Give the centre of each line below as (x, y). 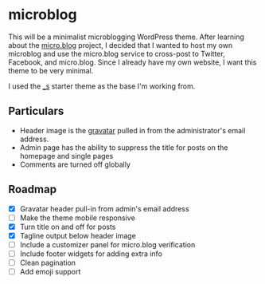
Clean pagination (48, 262)
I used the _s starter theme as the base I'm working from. (102, 86)
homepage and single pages (66, 156)
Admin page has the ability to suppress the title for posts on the (124, 147)
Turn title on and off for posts (68, 227)
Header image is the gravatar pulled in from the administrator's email (132, 130)
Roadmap (33, 189)
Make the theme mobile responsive (77, 218)
